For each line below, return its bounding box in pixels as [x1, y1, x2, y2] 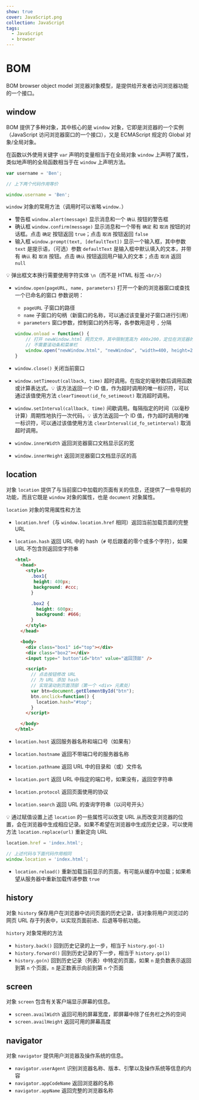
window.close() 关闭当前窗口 [14, 364, 85, 371]
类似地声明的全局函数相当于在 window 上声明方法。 [6, 158, 129, 165]
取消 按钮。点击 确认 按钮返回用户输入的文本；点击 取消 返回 [38, 253, 182, 260]
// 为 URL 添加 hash [30, 677, 79, 683]
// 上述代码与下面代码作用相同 [6, 850, 72, 857]
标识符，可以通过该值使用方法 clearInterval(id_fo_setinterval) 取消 [20, 419, 191, 426]
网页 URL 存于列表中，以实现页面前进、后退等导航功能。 [6, 917, 144, 924]
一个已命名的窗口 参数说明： [14, 292, 84, 299]
